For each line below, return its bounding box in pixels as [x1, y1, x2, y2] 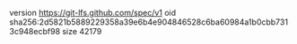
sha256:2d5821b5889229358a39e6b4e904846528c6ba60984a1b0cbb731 [9, 17, 289, 27]
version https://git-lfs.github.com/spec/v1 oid [9, 8, 177, 18]
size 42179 [62, 26, 102, 36]
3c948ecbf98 [9, 26, 61, 36]
